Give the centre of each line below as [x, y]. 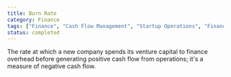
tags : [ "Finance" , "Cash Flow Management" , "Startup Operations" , [104, 26]
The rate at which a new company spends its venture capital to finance [108, 52]
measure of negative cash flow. [52, 66]
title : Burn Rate [32, 13]
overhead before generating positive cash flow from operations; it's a [106, 59]
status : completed [33, 32]
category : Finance [33, 20]
